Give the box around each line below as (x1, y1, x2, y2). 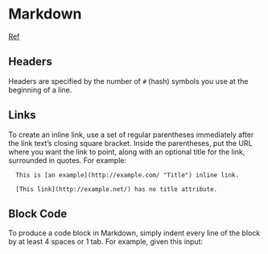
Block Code (8, 206, 68, 220)
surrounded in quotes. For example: (8, 155, 127, 165)
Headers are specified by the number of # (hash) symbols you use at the (8, 76, 249, 85)
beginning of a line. (8, 85, 72, 94)
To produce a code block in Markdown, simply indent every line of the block (8, 228, 261, 238)
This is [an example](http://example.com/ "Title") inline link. (15, 171, 240, 179)
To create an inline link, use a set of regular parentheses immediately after (8, 130, 254, 139)
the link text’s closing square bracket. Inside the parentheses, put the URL (8, 138, 253, 148)
